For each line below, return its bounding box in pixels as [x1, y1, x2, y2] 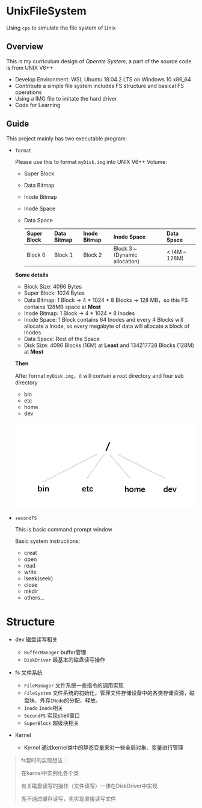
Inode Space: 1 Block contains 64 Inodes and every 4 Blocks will [23, 316, 184, 323]
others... [23, 594, 45, 601]
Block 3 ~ [113, 245, 137, 252]
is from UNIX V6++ [6, 64, 54, 71]
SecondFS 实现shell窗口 [23, 712, 80, 719]
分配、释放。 [69, 697, 101, 704]
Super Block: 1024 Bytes [23, 289, 85, 296]
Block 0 [26, 251, 46, 258]
